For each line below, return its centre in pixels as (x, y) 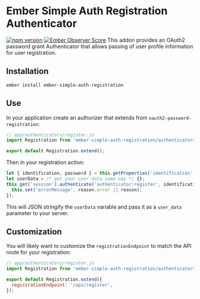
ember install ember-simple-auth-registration (65, 85)
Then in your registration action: (46, 162)
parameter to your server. (37, 213)
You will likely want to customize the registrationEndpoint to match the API (99, 246)
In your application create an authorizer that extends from (77, 118)
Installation (27, 72)
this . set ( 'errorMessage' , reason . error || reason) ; (77, 190)
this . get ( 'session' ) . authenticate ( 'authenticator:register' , (84, 184)
